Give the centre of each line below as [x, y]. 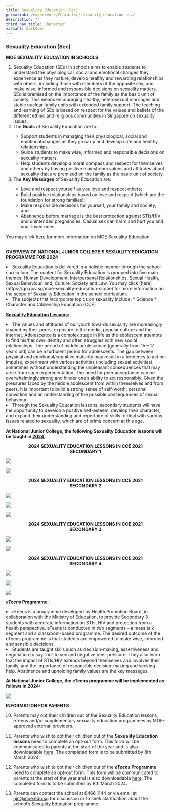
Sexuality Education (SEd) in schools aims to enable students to [79, 67]
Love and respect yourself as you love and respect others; [81, 189]
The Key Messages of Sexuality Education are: [62, 179]
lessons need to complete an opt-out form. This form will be [76, 741]
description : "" [23, 19]
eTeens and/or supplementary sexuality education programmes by [82, 721]
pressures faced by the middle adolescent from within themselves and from [84, 383]
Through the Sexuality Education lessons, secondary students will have [87, 405]
